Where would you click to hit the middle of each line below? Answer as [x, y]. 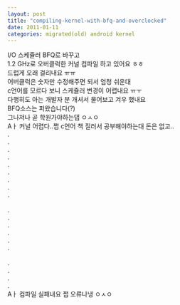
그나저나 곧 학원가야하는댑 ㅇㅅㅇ [53, 118]
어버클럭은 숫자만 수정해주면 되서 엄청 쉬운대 [69, 82]
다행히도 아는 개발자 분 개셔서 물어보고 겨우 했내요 [76, 100]
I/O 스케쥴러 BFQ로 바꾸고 [44, 55]
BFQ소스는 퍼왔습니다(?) [42, 108]
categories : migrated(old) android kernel [71, 34]
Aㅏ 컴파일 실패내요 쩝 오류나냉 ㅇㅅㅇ [60, 294]
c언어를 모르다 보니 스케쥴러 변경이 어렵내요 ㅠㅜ [75, 91]
